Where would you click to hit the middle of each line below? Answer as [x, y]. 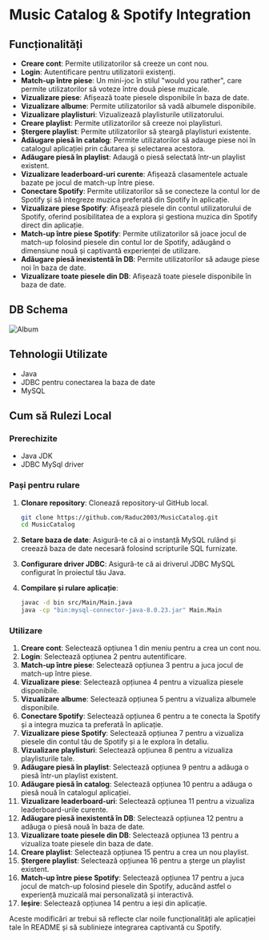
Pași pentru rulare [45, 485]
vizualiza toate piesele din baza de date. [87, 844]
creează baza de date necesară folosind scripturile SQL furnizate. [129, 548]
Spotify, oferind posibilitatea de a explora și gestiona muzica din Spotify [139, 217]
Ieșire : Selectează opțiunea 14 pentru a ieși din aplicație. [114, 903]
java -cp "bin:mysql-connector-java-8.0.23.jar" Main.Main [121, 610]
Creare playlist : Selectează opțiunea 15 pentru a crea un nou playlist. [134, 852]
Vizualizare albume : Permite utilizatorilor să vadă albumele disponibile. [138, 106]
